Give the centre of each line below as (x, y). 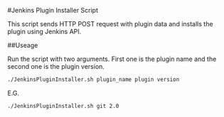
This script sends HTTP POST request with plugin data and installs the (110, 24)
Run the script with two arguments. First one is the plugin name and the (112, 59)
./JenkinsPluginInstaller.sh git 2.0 (63, 106)
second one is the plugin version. (56, 66)
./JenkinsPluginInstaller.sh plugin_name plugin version (94, 79)
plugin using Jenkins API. (44, 32)
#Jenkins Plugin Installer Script (53, 10)
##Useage (23, 45)
